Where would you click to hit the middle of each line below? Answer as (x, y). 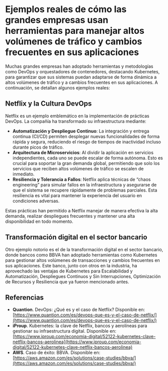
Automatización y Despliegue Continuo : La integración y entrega (81, 131)
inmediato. (23, 174)
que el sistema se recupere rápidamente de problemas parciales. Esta (85, 190)
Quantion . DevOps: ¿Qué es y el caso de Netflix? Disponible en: (79, 310)
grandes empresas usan (57, 20)
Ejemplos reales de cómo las (66, 9)
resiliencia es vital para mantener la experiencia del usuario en (77, 195)
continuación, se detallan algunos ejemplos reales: (58, 87)
